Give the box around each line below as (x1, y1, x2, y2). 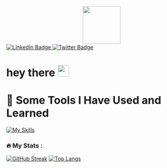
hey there (6, 66, 56, 80)
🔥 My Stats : (6, 141, 43, 150)
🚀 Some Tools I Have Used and (6, 94, 162, 108)
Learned (6, 106, 50, 120)
